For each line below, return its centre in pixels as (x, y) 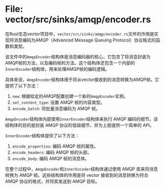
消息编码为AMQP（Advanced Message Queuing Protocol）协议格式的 (85, 40)
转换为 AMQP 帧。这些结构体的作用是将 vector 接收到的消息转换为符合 (77, 175)
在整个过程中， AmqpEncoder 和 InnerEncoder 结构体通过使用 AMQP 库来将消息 (82, 169)
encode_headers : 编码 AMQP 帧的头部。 (52, 152)
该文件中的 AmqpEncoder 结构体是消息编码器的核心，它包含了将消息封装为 (78, 57)
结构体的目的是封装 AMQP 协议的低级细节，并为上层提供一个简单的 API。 (80, 125)
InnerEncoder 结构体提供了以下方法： (42, 135)
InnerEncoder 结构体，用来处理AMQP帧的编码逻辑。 (57, 69)
